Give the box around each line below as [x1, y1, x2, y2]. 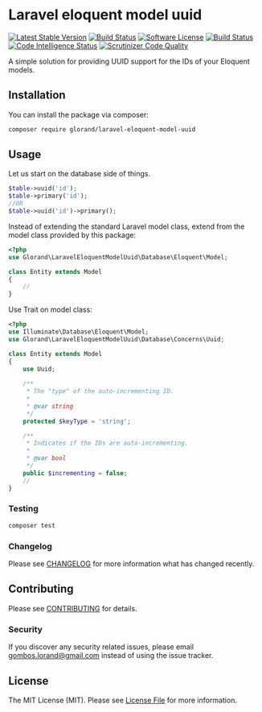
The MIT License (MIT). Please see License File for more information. [8, 695, 237, 705]
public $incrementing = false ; [23, 469, 128, 477]
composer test [8, 521, 56, 529]
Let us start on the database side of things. [8, 169, 151, 179]
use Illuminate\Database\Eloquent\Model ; [8, 328, 149, 336]
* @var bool [26, 454, 67, 462]
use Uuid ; [23, 365, 56, 373]
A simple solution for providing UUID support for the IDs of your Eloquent [8, 56, 251, 66]
